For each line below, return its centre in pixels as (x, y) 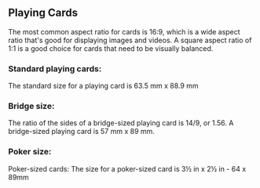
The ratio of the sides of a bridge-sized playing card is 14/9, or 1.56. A (121, 123)
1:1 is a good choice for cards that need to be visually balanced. (111, 48)
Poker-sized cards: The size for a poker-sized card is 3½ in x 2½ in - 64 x (127, 168)
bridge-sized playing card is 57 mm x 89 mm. (82, 132)
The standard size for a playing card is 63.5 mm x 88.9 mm (103, 86)
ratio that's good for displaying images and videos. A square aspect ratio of (130, 40)
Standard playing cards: (55, 68)
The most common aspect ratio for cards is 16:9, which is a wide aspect (125, 31)
